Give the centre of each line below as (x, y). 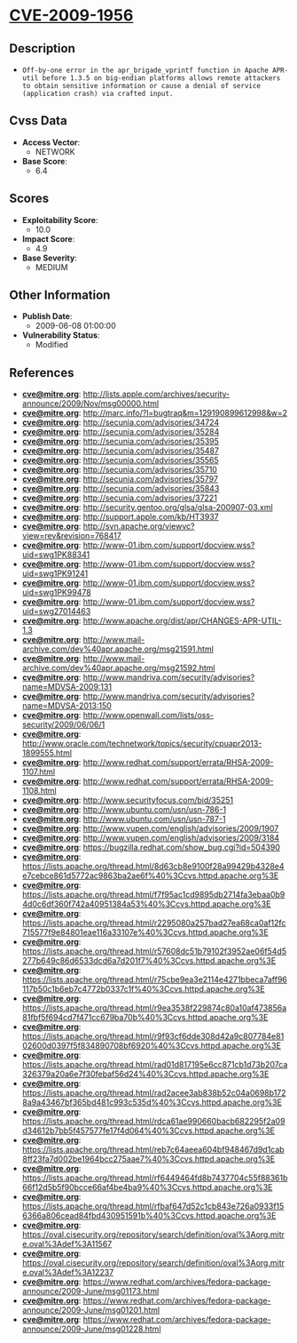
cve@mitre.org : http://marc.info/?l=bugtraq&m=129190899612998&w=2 (155, 413)
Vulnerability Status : (61, 335)
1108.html (39, 791)
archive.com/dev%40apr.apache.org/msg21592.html (118, 668)
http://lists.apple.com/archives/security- (156, 394)
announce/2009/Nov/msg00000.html (90, 404)
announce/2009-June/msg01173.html (90, 1291)
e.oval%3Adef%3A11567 (67, 1244)
